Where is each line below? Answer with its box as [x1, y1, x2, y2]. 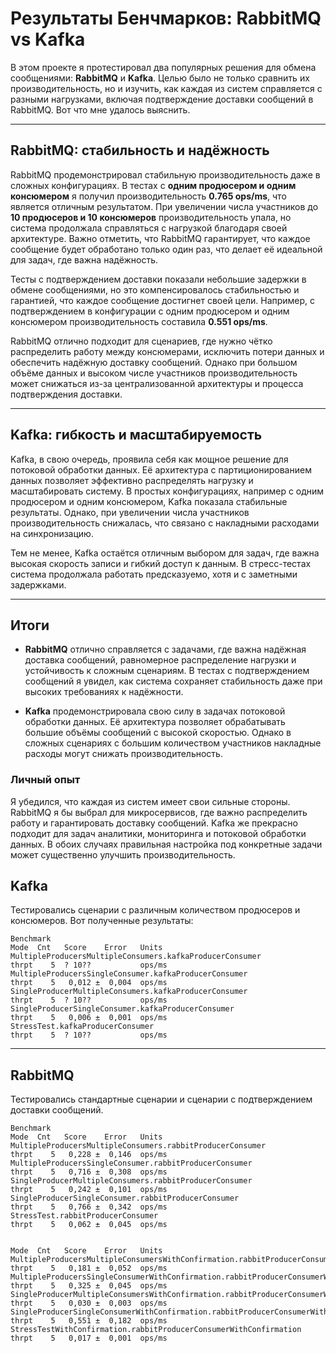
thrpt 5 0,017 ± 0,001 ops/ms [10, 1333, 168, 1344]
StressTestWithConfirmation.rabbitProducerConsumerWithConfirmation [10, 1325, 302, 1335]
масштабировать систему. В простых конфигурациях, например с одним [10, 485, 325, 497]
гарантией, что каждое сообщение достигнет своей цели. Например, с [10, 294, 316, 306]
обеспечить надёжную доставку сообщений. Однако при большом [10, 356, 298, 368]
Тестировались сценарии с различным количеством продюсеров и [10, 904, 301, 916]
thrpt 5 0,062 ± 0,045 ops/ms [10, 1220, 168, 1230]
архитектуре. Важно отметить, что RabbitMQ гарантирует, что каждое [10, 232, 311, 244]
